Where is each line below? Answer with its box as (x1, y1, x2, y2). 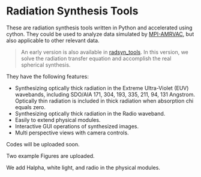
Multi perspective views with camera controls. (14, 129, 129, 136)
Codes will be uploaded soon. (6, 140, 80, 148)
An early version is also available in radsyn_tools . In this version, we (20, 48, 189, 55)
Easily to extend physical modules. (14, 116, 101, 124)
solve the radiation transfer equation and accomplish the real (20, 55, 172, 62)
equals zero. (14, 103, 46, 110)
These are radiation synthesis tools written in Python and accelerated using (6, 24, 193, 31)
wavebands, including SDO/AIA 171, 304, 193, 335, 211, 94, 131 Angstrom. (14, 91, 195, 98)
